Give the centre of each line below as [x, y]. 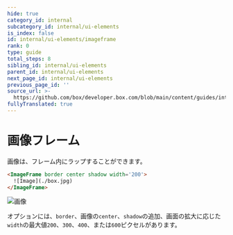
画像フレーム [44, 141]
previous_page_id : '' [38, 85]
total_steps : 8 [29, 59]
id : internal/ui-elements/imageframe [62, 40]
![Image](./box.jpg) [43, 181]
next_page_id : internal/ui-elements [60, 78]
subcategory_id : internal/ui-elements [63, 26]
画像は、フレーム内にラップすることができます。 [77, 161]
